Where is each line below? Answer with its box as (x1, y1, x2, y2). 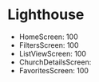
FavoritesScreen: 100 (18, 65, 89, 75)
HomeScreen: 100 (18, 32, 78, 41)
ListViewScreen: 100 (18, 49, 87, 58)
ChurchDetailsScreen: (18, 57, 92, 67)
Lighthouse (7, 6, 85, 24)
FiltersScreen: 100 (18, 40, 79, 49)
